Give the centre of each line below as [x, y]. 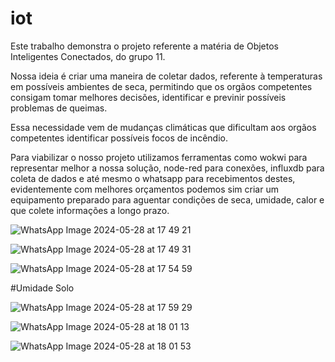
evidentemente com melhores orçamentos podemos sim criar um [144, 189]
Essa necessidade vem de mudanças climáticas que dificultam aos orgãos [163, 127]
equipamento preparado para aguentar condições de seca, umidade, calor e [167, 199]
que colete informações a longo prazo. [90, 210]
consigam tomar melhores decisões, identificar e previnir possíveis [148, 97]
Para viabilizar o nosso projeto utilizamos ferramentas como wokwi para [159, 157]
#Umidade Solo [42, 288]
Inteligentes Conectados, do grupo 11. [88, 56]
